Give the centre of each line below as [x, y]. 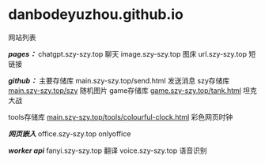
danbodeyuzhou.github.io [96, 15]
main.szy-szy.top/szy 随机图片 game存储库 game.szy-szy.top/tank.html [125, 90]
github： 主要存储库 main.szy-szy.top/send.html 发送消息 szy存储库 [119, 80]
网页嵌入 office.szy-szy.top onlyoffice [70, 133]
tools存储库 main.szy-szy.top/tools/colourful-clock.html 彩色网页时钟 [121, 117]
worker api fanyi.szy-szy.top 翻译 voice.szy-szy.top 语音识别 [108, 150]
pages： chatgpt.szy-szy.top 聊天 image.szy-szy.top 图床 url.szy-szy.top [128, 54]
